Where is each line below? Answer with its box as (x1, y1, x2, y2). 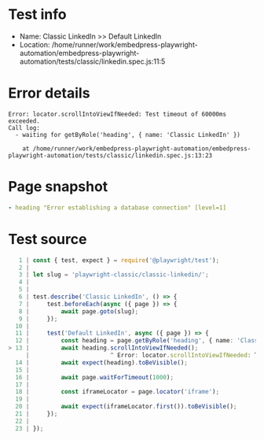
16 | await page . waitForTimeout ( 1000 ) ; (15, 373, 174, 381)
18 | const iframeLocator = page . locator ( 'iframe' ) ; (15, 388, 220, 396)
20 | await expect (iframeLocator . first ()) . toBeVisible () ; (15, 403, 237, 411)
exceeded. (8, 116, 41, 125)
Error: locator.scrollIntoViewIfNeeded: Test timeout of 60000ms (8, 110, 226, 118)
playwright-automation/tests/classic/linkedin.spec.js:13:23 (8, 151, 213, 159)
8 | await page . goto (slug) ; (18, 307, 139, 316)
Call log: (8, 124, 41, 131)
